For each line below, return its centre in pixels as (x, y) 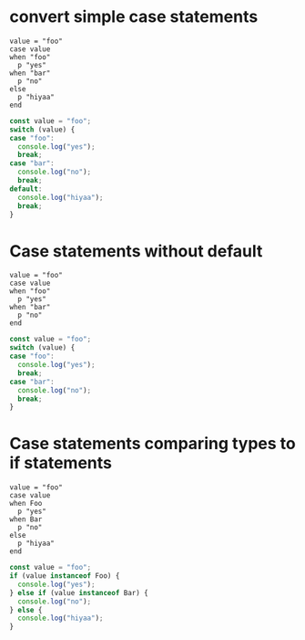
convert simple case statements (134, 17)
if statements (61, 463)
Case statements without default (136, 251)
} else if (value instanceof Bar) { (79, 593)
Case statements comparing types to (152, 444)
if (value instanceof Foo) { (65, 576)
